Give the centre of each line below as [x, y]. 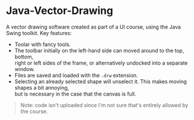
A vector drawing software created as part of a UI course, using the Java [94, 27]
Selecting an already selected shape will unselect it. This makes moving [100, 81]
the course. [34, 111]
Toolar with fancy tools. [43, 44]
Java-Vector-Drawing [60, 11]
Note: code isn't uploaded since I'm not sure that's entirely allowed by [104, 105]
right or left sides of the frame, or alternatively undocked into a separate [101, 63]
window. [24, 69]
